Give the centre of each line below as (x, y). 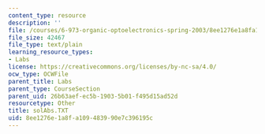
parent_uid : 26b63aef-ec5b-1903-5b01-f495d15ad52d (93, 96)
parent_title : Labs (40, 81)
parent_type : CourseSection (54, 89)
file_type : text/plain (45, 45)
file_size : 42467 (37, 37)
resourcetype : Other (42, 103)
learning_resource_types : (50, 52)
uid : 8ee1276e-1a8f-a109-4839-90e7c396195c (81, 118)
